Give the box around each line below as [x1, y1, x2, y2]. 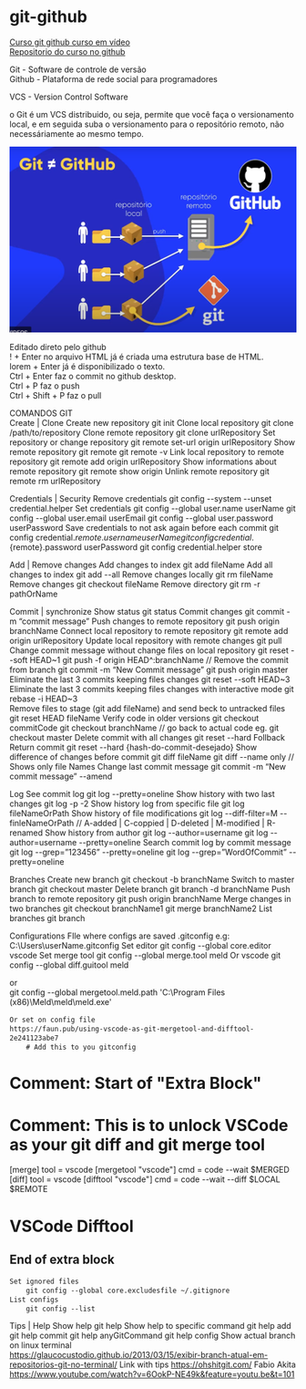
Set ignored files [9, 1277, 79, 1287]
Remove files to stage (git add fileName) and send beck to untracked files [9, 703, 286, 714]
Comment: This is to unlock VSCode [9, 1114, 289, 1135]
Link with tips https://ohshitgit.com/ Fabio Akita [118, 1359, 296, 1370]
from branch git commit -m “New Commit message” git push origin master [9, 664, 289, 676]
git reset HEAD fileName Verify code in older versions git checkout [9, 713, 260, 724]
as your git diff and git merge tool [9, 1134, 266, 1155]
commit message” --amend [9, 771, 113, 782]
